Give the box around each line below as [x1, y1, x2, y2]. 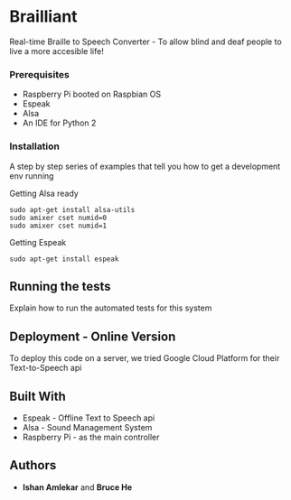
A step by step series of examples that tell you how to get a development [9, 161, 281, 171]
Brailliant [9, 6, 79, 27]
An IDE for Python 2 [22, 117, 97, 128]
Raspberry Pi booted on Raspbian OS [22, 88, 161, 100]
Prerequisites [9, 68, 70, 80]
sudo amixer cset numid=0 [9, 213, 107, 222]
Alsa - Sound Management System [22, 421, 153, 432]
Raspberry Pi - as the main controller [22, 431, 160, 442]
